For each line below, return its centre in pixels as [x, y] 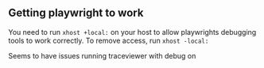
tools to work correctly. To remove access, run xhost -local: [109, 40]
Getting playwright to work [76, 13]
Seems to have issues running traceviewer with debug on [102, 55]
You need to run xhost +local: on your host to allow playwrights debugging [132, 32]
